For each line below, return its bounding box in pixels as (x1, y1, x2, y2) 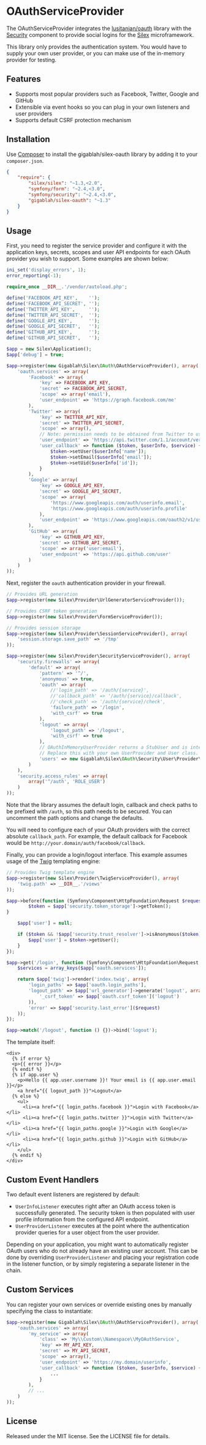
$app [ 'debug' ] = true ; (6, 351, 64, 357)
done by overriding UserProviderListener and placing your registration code (6, 1253, 199, 1261)
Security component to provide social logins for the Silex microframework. (6, 31, 194, 38)
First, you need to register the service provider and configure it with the (6, 242, 187, 249)
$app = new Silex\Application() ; (6, 346, 92, 352)
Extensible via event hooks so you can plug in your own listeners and (15, 103, 190, 111)
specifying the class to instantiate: (6, 1307, 93, 1315)
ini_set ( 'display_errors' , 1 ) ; (6, 267, 86, 273)
